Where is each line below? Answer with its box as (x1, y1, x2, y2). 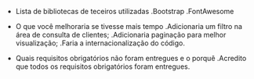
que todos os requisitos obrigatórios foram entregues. (15, 62, 190, 71)
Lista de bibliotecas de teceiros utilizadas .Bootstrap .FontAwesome (15, 7, 234, 16)
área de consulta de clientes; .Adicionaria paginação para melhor (15, 31, 227, 39)
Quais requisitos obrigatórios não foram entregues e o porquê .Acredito (15, 54, 247, 63)
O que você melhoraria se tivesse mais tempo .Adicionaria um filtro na (15, 22, 243, 31)
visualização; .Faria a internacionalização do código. (15, 38, 186, 48)
